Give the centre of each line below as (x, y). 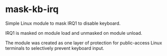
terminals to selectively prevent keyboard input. (55, 48)
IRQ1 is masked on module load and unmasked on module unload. (74, 33)
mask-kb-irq (32, 9)
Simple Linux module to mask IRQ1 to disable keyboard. (63, 23)
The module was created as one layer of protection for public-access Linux (84, 43)
